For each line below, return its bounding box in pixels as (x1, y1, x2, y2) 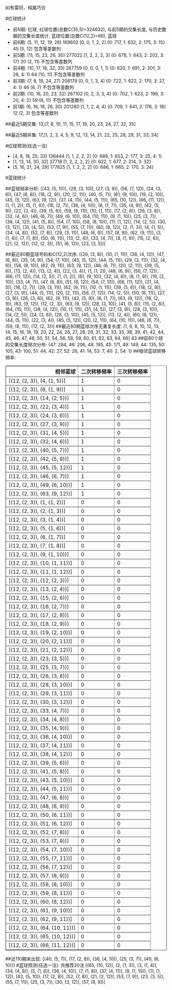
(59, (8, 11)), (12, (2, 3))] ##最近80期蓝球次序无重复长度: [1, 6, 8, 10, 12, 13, (5, 323, 160, 329)
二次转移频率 (81, 368, 112, 375)
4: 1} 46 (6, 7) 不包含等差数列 (12, 84, 74, 90)
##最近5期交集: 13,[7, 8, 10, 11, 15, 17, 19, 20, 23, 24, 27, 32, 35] (5, 121, 136, 127)
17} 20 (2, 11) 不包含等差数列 (12, 59, 73, 64)
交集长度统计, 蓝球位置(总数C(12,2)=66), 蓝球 (21, 33, 117, 39)
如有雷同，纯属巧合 (5, 5, 46, 10)
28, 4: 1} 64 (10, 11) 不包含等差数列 (12, 72, 85, 77)
